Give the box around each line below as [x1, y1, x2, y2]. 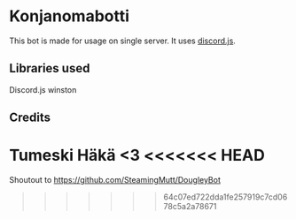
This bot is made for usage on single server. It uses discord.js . [9, 35, 237, 46]
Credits [9, 110, 51, 125]
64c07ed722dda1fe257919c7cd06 [163, 192, 288, 202]
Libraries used [9, 61, 90, 76]
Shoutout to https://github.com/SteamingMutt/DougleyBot [9, 175, 222, 185]
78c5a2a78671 [163, 201, 217, 212]
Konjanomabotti [9, 6, 130, 26]
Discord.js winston [9, 84, 77, 94]
